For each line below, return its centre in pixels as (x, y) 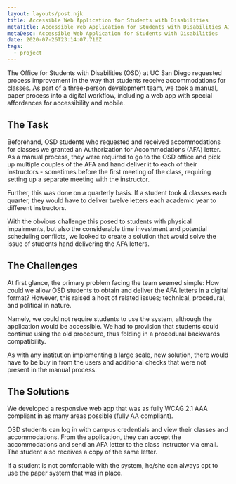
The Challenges (42, 266)
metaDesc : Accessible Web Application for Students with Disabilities (113, 33)
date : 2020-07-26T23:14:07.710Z (54, 40)
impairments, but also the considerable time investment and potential (107, 228)
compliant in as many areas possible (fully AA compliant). (90, 416)
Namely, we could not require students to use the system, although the (110, 319)
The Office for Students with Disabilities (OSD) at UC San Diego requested (115, 73)
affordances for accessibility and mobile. (66, 103)
